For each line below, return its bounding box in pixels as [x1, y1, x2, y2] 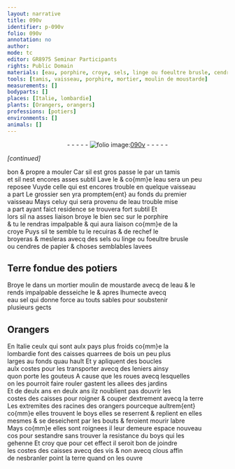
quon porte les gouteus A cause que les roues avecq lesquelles [7, 372, 190, 381]
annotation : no [7, 36, 52, 43]
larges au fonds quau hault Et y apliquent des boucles [7, 357, 162, 365]
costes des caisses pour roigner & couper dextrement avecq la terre [7, 394, 204, 403]
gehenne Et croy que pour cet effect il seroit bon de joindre [7, 439, 178, 447]
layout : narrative [7, 10, 61, 18]
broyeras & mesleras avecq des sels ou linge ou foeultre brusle [7, 234, 189, 243]
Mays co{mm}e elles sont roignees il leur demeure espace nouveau [7, 424, 202, 433]
